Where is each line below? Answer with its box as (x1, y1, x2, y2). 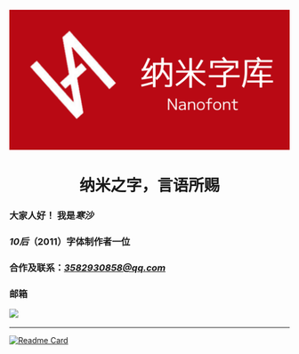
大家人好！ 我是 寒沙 (9, 210, 94, 222)
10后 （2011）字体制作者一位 (9, 236, 131, 248)
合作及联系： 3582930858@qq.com (9, 261, 166, 274)
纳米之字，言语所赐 (78, 175, 220, 196)
